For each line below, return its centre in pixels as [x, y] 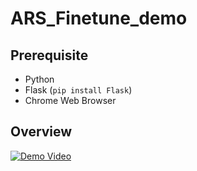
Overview [41, 132]
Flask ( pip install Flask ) [78, 90]
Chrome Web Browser [70, 100]
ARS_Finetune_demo [99, 18]
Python [39, 79]
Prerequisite [49, 55]
